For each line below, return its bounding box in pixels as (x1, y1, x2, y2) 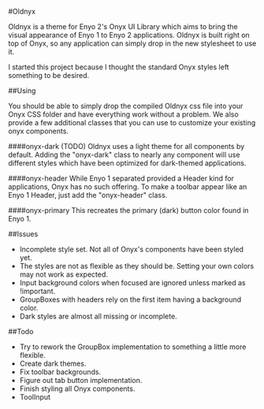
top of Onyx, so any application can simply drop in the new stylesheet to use (8, 39, 257, 48)
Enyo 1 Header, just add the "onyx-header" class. (8, 191, 168, 199)
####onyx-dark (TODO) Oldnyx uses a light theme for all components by (8, 142, 245, 151)
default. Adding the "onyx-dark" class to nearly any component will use (8, 150, 240, 159)
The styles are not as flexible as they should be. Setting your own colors (19, 262, 255, 270)
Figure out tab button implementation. (19, 376, 143, 385)
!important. (19, 287, 56, 296)
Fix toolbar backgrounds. (19, 367, 101, 377)
